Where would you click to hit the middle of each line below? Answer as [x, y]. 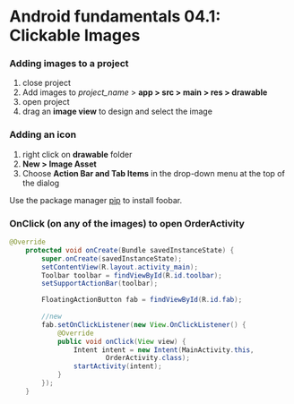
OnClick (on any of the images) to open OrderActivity [127, 223]
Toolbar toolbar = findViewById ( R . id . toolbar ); [132, 275]
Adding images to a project [69, 64]
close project [47, 83]
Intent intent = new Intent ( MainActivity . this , [164, 350]
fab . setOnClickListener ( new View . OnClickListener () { [144, 324]
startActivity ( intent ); [118, 366]
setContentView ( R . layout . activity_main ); [120, 267]
